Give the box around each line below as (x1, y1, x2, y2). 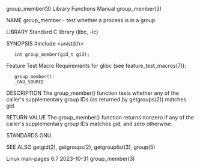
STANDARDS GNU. (6, 132, 53, 139)
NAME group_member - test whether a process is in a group (6, 17, 156, 23)
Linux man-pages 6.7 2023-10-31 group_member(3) (6, 155, 135, 162)
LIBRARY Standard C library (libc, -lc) (6, 28, 98, 35)
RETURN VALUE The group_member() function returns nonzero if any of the (6, 114, 194, 121)
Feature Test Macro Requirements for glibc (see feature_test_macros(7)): (6, 62, 186, 69)
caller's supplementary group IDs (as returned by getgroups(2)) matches (6, 96, 187, 103)
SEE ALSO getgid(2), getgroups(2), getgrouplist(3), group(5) (6, 143, 156, 151)
